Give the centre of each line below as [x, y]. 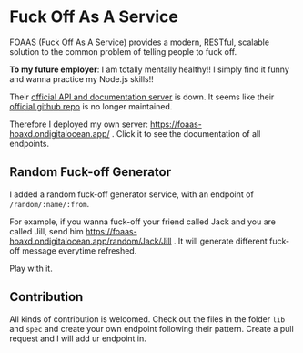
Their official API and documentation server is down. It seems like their [142, 97]
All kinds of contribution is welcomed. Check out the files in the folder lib [147, 319]
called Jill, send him [46, 231]
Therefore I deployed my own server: [79, 124]
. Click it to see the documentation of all [186, 133]
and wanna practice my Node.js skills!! [82, 78]
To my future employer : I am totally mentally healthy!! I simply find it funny [149, 69]
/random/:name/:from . [50, 203]
